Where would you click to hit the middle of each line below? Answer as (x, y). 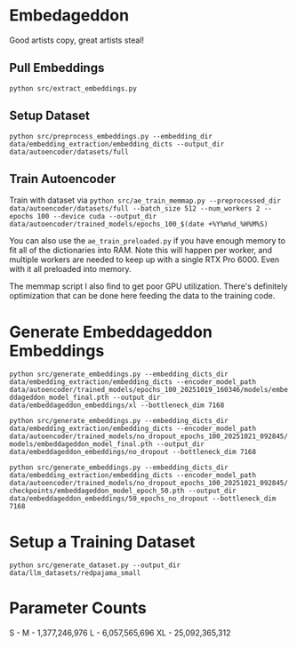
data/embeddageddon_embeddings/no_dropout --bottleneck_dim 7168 (132, 452)
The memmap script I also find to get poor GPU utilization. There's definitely (148, 286)
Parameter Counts (78, 608)
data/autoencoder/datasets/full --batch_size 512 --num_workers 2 (135, 209)
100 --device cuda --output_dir (97, 217)
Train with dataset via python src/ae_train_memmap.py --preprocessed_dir (145, 200)
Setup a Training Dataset (102, 542)
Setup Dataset (50, 116)
